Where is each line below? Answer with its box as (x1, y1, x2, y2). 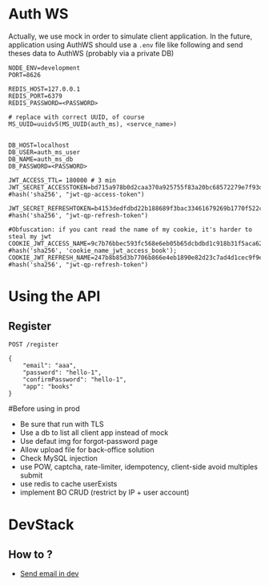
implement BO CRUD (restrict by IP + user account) (19, 487, 190, 497)
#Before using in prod (8, 403, 80, 413)
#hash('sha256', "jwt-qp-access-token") (8, 190, 146, 198)
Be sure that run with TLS (19, 419, 104, 429)
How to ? (8, 547, 54, 561)
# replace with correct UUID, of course (8, 113, 146, 121)
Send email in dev (19, 568, 79, 578)
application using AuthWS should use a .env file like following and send (8, 39, 243, 49)
